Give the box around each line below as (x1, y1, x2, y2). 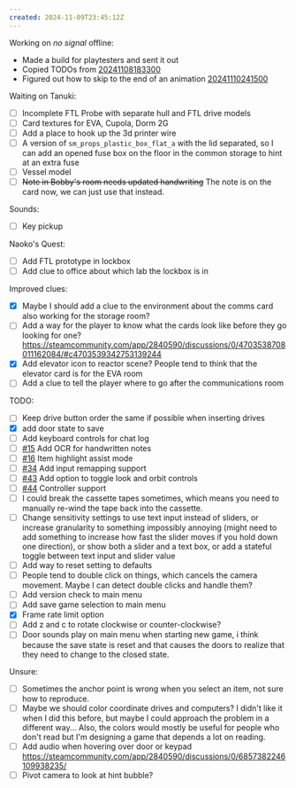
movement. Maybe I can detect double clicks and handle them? (21, 580, 254, 590)
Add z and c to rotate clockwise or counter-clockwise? (21, 620, 222, 630)
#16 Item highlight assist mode (21, 453, 133, 464)
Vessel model (21, 166, 72, 177)
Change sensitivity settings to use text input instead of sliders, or (21, 512, 259, 523)
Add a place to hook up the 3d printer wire (21, 128, 177, 138)
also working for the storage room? (21, 311, 150, 322)
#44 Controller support (21, 482, 107, 493)
